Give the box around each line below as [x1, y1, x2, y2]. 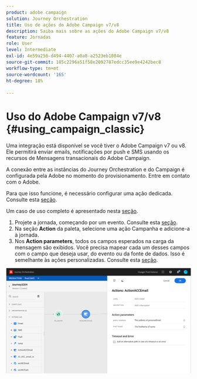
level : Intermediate [6, 47, 57, 53]
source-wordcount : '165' [6, 71, 67, 78]
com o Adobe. [6, 178, 40, 185]
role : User [6, 41, 33, 46]
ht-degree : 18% [6, 78, 43, 84]
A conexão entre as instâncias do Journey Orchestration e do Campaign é [6, 166, 185, 173]
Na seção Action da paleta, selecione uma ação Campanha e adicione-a [14, 225, 191, 232]
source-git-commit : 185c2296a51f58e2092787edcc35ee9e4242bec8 [6, 59, 161, 65]
